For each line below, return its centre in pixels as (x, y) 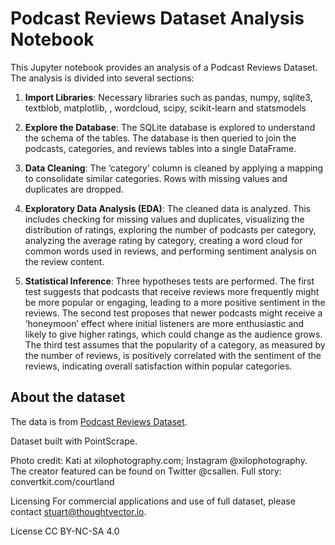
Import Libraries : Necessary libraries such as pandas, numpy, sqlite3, (168, 97)
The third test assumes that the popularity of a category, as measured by (175, 344)
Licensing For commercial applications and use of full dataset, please (153, 501)
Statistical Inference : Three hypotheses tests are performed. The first (169, 281)
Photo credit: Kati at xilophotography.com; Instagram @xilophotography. (159, 460)
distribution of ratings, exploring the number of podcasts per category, (170, 229)
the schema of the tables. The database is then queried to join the (160, 138)
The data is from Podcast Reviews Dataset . (99, 421)
